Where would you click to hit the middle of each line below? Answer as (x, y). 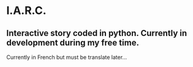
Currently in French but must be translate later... (67, 57)
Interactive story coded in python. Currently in (97, 33)
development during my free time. (73, 42)
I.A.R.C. (27, 11)
